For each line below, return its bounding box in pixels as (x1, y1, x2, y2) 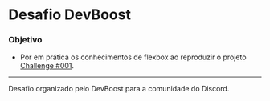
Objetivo (8, 34, 43, 46)
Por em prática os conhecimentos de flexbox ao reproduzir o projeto (19, 52, 247, 62)
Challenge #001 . (19, 61, 75, 71)
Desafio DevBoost (8, 6, 131, 24)
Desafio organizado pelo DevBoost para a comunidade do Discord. (8, 84, 230, 94)
